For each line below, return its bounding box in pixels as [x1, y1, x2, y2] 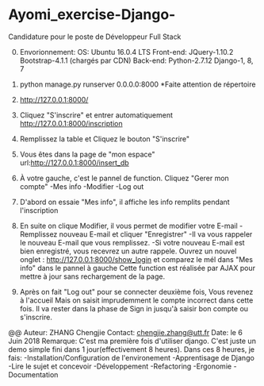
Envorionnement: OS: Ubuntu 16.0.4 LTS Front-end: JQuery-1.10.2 [19, 47, 234, 56]
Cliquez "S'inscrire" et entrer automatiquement [19, 110, 173, 120]
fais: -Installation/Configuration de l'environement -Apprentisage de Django [8, 353, 255, 362]
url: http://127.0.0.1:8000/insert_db [19, 157, 129, 168]
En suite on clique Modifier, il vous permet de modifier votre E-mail [19, 221, 238, 230]
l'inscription [19, 205, 59, 215]
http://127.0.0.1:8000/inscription [19, 118, 123, 128]
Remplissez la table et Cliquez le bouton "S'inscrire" [19, 133, 190, 144]
